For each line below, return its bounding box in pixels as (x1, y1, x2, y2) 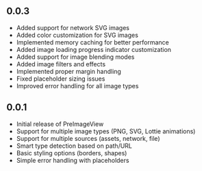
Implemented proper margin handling (16, 67, 121, 75)
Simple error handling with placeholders (16, 156, 129, 164)
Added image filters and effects (16, 60, 106, 68)
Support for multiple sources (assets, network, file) (16, 134, 160, 142)
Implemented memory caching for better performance (16, 38, 169, 47)
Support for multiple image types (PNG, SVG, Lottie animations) (16, 127, 196, 135)
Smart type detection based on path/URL (16, 142, 133, 150)
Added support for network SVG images (16, 23, 129, 31)
